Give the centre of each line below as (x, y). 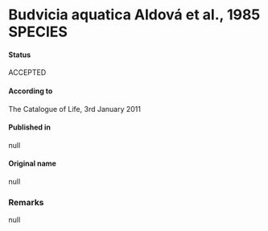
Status (20, 55)
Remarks (26, 202)
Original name (32, 163)
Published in (29, 127)
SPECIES (38, 32)
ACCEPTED (27, 72)
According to (31, 91)
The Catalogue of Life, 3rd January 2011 (74, 109)
